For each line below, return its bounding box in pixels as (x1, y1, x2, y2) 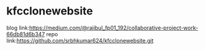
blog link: (6, 24, 29, 31)
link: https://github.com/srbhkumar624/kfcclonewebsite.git (6, 37, 154, 44)
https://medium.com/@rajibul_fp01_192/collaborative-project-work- (29, 24, 199, 31)
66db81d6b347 (6, 30, 45, 37)
